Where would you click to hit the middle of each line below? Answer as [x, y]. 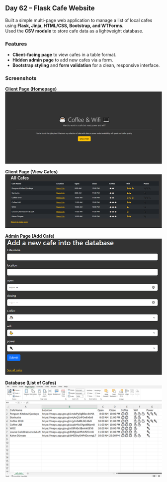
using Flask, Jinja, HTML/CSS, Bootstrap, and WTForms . [64, 25]
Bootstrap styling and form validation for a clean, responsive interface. [86, 65]
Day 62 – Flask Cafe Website [50, 8]
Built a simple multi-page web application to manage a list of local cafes [79, 20]
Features [16, 43]
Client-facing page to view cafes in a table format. [64, 55]
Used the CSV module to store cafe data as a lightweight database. [74, 31]
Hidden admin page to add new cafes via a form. [63, 60]
